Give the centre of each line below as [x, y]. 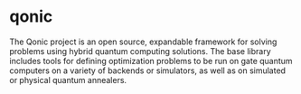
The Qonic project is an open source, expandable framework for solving [143, 42]
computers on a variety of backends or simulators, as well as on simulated [148, 70]
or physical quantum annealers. [68, 80]
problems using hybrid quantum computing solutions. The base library [140, 51]
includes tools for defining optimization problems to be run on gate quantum [151, 61]
